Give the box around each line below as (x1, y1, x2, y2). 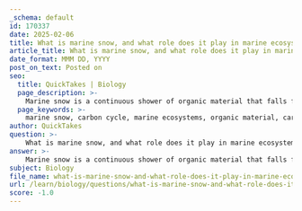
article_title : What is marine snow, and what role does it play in (9, 47, 271, 56)
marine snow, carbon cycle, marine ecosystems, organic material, (25, 113, 280, 122)
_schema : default (9, 13, 75, 22)
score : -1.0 (9, 189, 54, 198)
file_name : (9, 171, 50, 180)
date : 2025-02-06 (9, 30, 75, 39)
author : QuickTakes (9, 122, 83, 131)
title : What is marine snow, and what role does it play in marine (9, 38, 268, 48)
